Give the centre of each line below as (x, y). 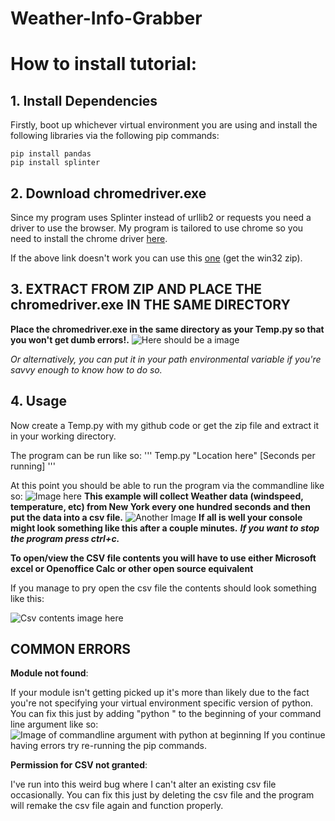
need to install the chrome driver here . (89, 238)
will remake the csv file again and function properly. (117, 806)
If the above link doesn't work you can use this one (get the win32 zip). (156, 258)
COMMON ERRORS (71, 649)
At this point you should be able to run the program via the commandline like (167, 485)
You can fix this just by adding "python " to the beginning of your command (166, 714)
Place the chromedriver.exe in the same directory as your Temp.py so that (167, 329)
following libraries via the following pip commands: (115, 136)
